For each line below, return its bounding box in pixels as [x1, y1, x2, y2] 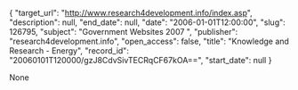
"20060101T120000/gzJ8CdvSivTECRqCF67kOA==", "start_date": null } [9, 55, 272, 65]
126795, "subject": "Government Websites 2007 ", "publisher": [9, 27, 238, 37]
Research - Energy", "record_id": [9, 45, 129, 56]
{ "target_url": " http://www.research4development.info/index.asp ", [9, 8, 254, 18]
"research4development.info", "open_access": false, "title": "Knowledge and [9, 36, 289, 46]
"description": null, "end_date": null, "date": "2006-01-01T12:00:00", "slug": [9, 17, 286, 28]
